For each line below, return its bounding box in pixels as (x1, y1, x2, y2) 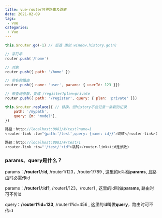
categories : (5, 25, 29, 30)
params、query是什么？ (5, 157, 62, 164)
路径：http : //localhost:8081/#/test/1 (5, 140, 81, 145)
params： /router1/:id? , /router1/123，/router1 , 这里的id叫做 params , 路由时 (5, 185, 154, 191)
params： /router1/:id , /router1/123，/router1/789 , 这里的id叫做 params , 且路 (5, 169, 157, 175)
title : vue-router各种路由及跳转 (5, 7, 67, 12)
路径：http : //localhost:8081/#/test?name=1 (5, 127, 92, 132)
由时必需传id (5, 175, 30, 181)
